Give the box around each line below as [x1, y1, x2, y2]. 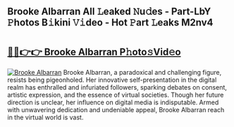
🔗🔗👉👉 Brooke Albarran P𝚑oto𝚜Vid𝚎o [7, 46, 181, 58]
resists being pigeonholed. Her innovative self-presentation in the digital [7, 75, 217, 84]
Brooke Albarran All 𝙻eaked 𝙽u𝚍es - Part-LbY [7, 6, 211, 18]
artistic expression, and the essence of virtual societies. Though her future [7, 91, 224, 99]
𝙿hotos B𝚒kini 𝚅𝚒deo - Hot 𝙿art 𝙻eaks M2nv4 [7, 17, 214, 29]
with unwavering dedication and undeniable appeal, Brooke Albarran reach [7, 106, 225, 114]
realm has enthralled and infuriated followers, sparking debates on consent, [7, 83, 228, 91]
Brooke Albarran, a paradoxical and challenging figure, [63, 68, 222, 76]
